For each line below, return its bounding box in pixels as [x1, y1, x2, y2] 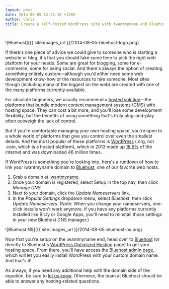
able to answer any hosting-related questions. [5, 278, 101, 284]
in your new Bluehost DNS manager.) [12, 217, 90, 223]
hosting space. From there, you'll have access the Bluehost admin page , [5, 247, 155, 253]
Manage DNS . [12, 185, 42, 191]
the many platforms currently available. [5, 87, 87, 93]
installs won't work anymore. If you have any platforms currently [23, 206, 157, 212]
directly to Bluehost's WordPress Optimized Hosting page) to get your [5, 242, 150, 248]
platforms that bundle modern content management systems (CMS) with [5, 102, 155, 108]
